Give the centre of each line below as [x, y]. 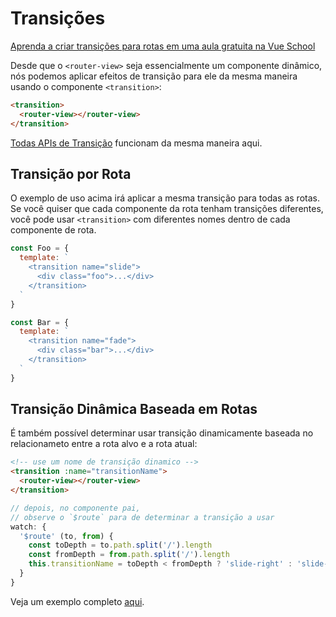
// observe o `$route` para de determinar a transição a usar [142, 517]
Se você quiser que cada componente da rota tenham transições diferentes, [167, 209]
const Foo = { [40, 248]
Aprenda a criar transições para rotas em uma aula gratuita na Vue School [163, 46]
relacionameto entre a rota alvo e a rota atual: [104, 444]
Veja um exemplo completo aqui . [77, 601]
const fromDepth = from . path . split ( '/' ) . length [129, 555]
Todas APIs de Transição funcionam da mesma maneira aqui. [136, 143]
